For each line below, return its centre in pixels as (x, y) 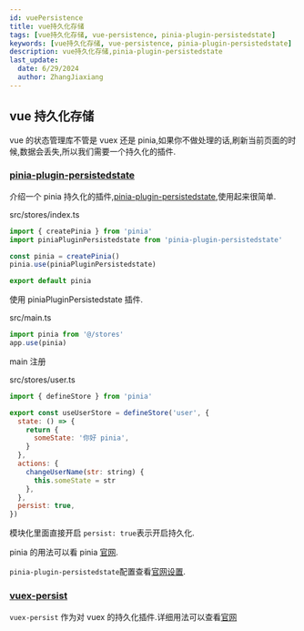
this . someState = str (75, 480)
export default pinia (51, 281)
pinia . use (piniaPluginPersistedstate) (83, 265)
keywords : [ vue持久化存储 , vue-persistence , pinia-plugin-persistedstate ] (151, 43)
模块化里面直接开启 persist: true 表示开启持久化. (102, 533)
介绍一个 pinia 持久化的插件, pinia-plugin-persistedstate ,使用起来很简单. (143, 196)
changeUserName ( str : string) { (85, 472)
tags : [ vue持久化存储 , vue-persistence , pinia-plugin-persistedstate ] (142, 35)
